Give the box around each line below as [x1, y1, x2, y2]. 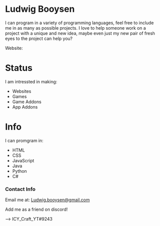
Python [12, 168, 27, 174]
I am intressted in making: [5, 78, 58, 84]
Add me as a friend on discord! [5, 206, 68, 213]
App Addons [12, 104, 38, 110]
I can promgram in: [5, 137, 43, 144]
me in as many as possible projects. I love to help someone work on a [5, 25, 146, 31]
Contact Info [5, 186, 36, 192]
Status [5, 63, 33, 74]
